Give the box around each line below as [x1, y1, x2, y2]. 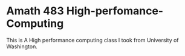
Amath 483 [6, 4, 65, 18]
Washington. [6, 43, 38, 50]
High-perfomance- [66, 4, 164, 18]
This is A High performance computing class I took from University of [6, 36, 180, 43]
